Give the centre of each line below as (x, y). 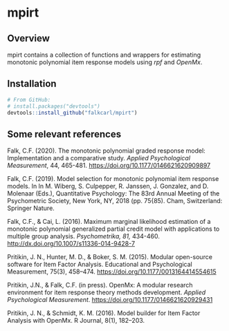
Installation (32, 84)
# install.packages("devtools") (54, 106)
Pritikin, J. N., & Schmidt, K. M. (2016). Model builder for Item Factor (104, 313)
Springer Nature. (31, 208)
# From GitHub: (29, 100)
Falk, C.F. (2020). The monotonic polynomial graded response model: (106, 151)
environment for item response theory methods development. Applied (107, 292)
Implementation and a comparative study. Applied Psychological (99, 158)
